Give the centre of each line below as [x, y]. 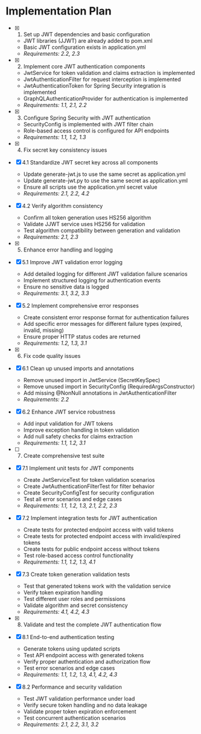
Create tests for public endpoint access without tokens [91, 549]
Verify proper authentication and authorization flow [87, 661]
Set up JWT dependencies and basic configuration [87, 34]
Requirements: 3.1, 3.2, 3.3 [56, 293]
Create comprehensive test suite [64, 455]
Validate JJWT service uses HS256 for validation [84, 224]
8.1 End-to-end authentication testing [68, 637]
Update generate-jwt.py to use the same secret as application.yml [106, 180]
